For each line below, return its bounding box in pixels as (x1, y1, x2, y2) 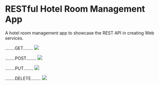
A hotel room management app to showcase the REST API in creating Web (5, 30, 155, 36)
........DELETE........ (5, 75, 41, 81)
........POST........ (5, 55, 37, 61)
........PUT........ (5, 65, 34, 71)
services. (5, 35, 23, 41)
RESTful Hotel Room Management (5, 3, 145, 15)
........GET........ (5, 45, 33, 51)
